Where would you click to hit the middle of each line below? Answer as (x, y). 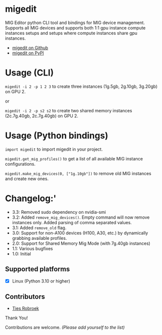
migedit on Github (30, 48)
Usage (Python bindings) (57, 136)
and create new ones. (27, 179)
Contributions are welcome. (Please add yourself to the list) (65, 328)
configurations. (20, 164)
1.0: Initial (21, 254)
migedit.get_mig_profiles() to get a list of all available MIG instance (74, 158)
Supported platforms (37, 269)
